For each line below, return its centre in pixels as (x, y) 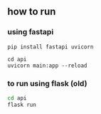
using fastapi (31, 32)
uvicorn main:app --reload (47, 66)
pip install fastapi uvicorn (51, 47)
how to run (32, 12)
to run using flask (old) (47, 83)
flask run (22, 105)
